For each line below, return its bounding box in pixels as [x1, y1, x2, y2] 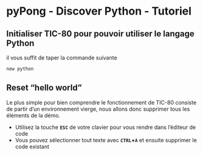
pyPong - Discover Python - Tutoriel [6, 4, 192, 18]
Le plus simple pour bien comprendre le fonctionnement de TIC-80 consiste [6, 98, 197, 106]
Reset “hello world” [6, 83, 82, 93]
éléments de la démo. [6, 111, 61, 119]
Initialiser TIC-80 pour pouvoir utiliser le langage [6, 29, 194, 39]
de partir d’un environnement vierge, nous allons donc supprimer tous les [6, 105, 190, 112]
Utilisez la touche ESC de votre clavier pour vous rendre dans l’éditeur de [15, 123, 196, 131]
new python [6, 66, 34, 72]
